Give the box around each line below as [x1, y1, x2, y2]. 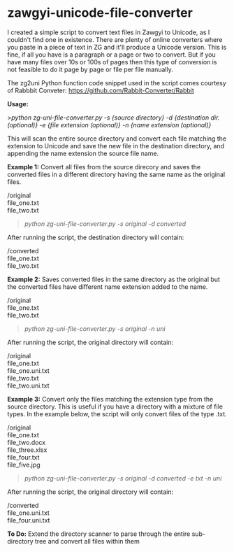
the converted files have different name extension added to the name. [7, 282, 208, 291]
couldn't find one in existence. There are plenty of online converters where [7, 35, 223, 43]
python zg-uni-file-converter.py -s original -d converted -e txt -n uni [24, 474, 222, 482]
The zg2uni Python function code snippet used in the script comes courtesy [7, 78, 227, 87]
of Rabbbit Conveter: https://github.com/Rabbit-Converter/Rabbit [7, 86, 194, 94]
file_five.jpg [7, 460, 41, 469]
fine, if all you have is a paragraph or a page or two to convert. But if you [7, 50, 216, 59]
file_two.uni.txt [7, 381, 50, 390]
